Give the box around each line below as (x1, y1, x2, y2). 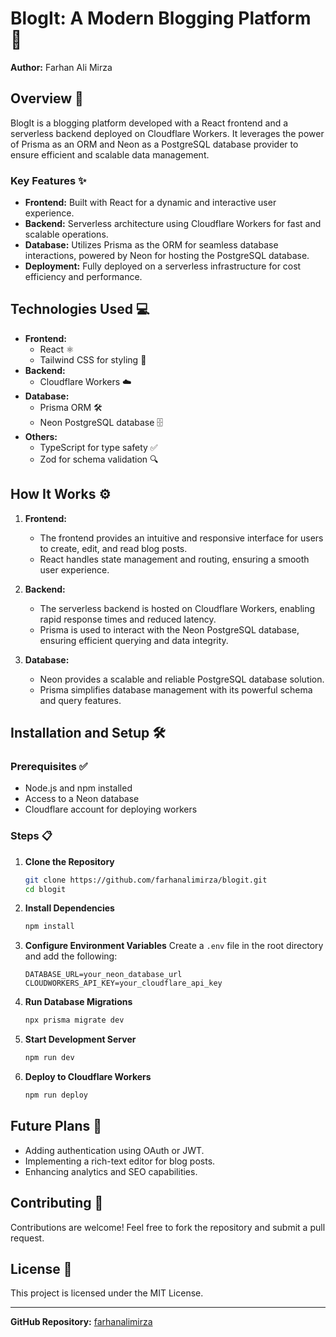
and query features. (39, 694, 122, 706)
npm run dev (24, 1053, 75, 1063)
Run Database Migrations (24, 996, 133, 1008)
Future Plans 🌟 (10, 1118, 103, 1135)
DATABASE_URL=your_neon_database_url (24, 970, 183, 980)
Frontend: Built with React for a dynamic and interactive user (24, 197, 277, 209)
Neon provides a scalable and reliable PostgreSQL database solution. (39, 673, 325, 685)
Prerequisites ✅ (10, 759, 88, 773)
